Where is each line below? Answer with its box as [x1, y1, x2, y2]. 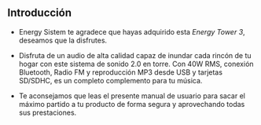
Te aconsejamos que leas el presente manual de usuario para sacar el [18, 90, 245, 101]
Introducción [7, 6, 72, 20]
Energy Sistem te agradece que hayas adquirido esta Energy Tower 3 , [18, 27, 245, 36]
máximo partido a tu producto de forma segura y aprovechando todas [18, 99, 245, 108]
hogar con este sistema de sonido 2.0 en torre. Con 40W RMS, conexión [18, 59, 254, 68]
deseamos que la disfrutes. [18, 35, 108, 45]
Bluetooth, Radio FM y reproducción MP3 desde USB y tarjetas [18, 67, 223, 77]
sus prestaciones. [18, 108, 77, 117]
